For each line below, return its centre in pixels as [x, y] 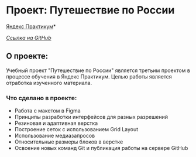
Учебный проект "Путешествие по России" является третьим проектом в [98, 70]
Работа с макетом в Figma [47, 111]
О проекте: [27, 56]
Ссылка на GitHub [29, 37]
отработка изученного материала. [49, 83]
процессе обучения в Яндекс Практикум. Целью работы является [89, 76]
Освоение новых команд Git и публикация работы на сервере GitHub [101, 148]
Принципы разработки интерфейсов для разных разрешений [91, 117]
